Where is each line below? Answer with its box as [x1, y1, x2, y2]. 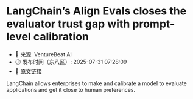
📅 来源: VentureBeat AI [15, 50, 72, 58]
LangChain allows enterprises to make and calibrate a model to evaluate [6, 80, 187, 87]
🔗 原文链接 [15, 68, 42, 75]
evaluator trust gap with [6, 17, 130, 31]
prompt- [132, 17, 175, 31]
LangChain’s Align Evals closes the [6, 4, 187, 18]
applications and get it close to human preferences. [6, 86, 136, 93]
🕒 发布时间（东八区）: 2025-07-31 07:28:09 [15, 58, 127, 65]
